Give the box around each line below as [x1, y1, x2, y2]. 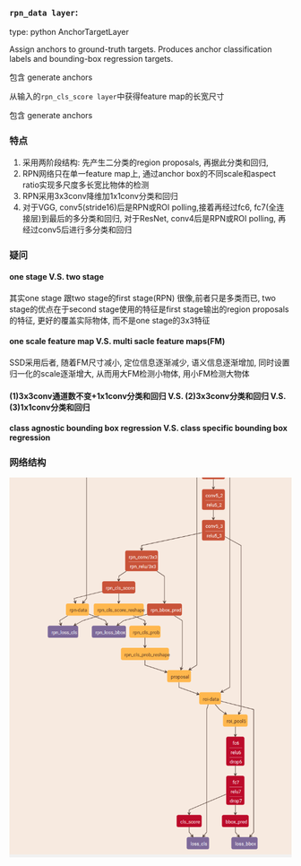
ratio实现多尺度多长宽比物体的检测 [21, 179, 150, 190]
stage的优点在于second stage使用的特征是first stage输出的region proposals [9, 303, 289, 315]
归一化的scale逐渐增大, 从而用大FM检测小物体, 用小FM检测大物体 [9, 368, 250, 378]
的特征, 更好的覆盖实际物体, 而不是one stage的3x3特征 [9, 315, 211, 325]
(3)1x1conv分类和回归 [9, 402, 90, 412]
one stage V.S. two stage [9, 272, 105, 282]
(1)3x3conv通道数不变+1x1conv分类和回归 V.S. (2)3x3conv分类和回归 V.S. [9, 390, 287, 401]
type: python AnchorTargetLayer [9, 27, 130, 38]
